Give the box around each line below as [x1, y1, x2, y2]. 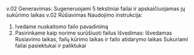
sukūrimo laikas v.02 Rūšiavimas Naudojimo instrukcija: [6, 11, 143, 19]
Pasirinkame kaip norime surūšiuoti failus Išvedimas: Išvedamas [14, 29, 172, 36]
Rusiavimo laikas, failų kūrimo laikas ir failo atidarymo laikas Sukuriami [14, 36, 189, 42]
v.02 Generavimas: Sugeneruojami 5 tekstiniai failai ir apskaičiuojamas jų [6, 5, 186, 12]
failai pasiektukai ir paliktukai [14, 42, 86, 49]
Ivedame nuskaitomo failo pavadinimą [14, 23, 109, 30]
